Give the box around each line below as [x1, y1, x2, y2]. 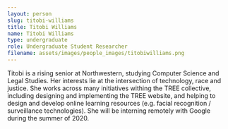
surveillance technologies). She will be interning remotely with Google [7, 106, 210, 115]
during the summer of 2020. [7, 113, 90, 122]
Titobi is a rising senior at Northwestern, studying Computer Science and [7, 68, 220, 78]
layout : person [7, 10, 52, 18]
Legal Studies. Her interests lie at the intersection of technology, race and [7, 76, 222, 85]
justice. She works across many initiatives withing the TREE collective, [7, 84, 212, 92]
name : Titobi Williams [7, 30, 74, 37]
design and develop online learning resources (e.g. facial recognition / [7, 99, 212, 107]
